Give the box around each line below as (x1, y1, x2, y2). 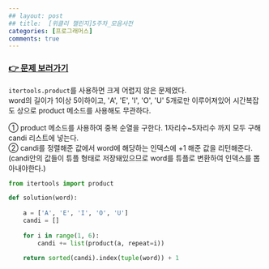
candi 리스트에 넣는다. (8, 133, 79, 143)
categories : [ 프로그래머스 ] (8, 27, 93, 35)
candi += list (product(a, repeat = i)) (37, 239, 164, 247)
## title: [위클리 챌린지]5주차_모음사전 (8, 19, 134, 28)
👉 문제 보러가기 (8, 62, 69, 74)
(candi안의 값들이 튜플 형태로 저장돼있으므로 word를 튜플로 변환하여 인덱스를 (8, 153, 252, 163)
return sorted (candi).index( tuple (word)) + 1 (23, 254, 180, 263)
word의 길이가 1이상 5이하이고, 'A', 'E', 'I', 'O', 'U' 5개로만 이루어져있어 (8, 95, 232, 105)
